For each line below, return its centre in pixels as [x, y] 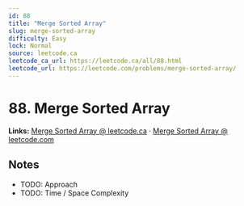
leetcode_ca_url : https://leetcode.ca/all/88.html [95, 61]
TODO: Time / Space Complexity [74, 193]
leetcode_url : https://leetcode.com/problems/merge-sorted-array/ [122, 69]
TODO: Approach [49, 184]
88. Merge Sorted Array [90, 108]
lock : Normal [30, 46]
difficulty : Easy [38, 38]
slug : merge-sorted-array [52, 31]
